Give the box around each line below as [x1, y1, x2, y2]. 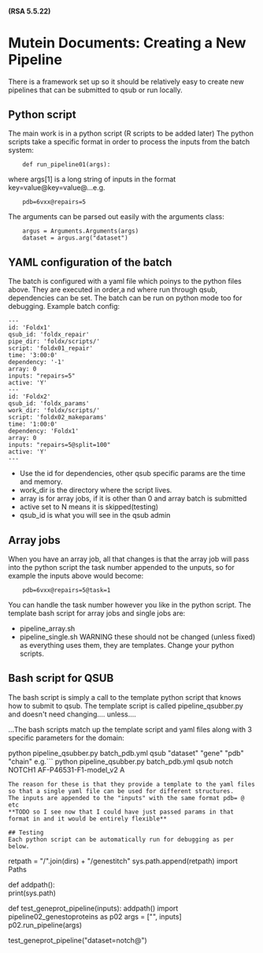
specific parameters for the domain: [8, 733, 124, 743]
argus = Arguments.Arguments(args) [22, 227, 139, 236]
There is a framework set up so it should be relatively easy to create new [8, 76, 244, 86]
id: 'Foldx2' [8, 393, 51, 401]
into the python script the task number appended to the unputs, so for [8, 562, 235, 571]
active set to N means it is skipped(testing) [19, 502, 159, 512]
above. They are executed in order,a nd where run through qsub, [8, 285, 218, 295]
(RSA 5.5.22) [8, 6, 51, 16]
